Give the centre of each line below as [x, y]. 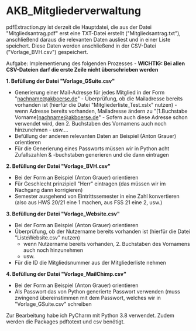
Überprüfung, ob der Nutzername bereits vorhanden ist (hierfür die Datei [102, 231]
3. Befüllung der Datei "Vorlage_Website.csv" [63, 214]
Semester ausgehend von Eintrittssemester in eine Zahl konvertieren [97, 196]
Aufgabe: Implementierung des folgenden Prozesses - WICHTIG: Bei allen [96, 63]
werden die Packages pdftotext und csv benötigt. [66, 322]
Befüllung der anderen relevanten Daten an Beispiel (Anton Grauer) [95, 136]
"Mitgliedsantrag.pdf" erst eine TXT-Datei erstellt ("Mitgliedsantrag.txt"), [94, 33]
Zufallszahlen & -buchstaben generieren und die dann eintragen [92, 154]
